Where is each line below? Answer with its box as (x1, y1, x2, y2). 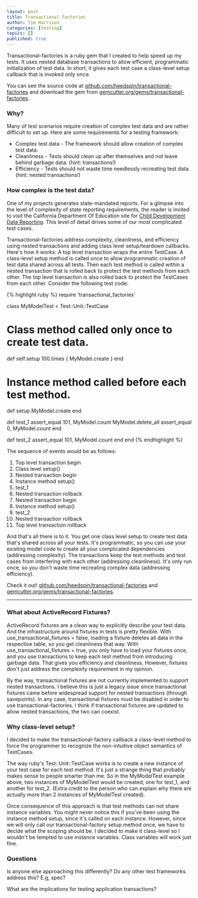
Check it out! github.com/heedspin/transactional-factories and (6, 582, 158, 589)
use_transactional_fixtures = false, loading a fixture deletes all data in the (6, 634, 183, 641)
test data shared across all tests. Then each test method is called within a (6, 261, 184, 268)
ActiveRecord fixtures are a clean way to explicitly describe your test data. (6, 621, 187, 629)
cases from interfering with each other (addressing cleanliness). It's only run (6, 558, 192, 565)
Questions (6, 855, 37, 863)
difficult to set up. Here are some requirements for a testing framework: (6, 129, 180, 136)
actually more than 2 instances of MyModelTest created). (6, 791, 146, 798)
